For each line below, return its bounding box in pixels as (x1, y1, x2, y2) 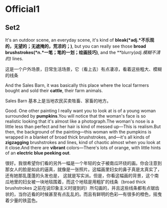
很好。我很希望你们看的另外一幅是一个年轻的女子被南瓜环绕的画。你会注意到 (5, 160, 162, 166)
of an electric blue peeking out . (5, 150, 71, 156)
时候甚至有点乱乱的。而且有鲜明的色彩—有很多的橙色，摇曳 (39, 191, 162, 197)
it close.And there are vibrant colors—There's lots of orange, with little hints (5, 145, 161, 150)
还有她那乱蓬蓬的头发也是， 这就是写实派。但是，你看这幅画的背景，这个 (5, 173, 155, 178)
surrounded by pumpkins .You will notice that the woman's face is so (5, 113, 146, 119)
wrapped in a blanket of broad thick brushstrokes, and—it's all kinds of (5, 134, 150, 140)
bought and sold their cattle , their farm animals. (5, 88, 103, 93)
